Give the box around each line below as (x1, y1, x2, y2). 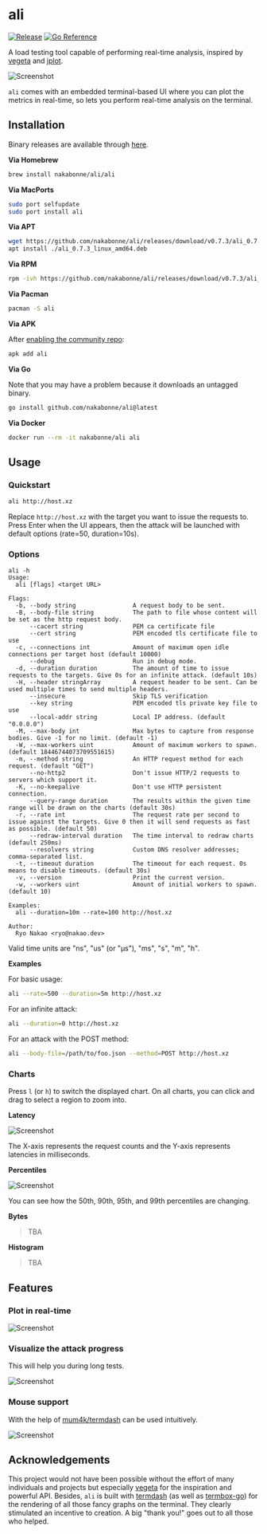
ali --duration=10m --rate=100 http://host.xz (15, 909, 172, 917)
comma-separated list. (8, 853, 83, 861)
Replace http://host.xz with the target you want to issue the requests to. (8, 512, 249, 521)
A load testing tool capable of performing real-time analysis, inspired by (8, 47, 244, 57)
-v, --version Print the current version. (15, 874, 226, 882)
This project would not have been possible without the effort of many (8, 1474, 234, 1484)
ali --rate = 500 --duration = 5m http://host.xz (8, 990, 161, 998)
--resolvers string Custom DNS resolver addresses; (29, 846, 240, 854)
